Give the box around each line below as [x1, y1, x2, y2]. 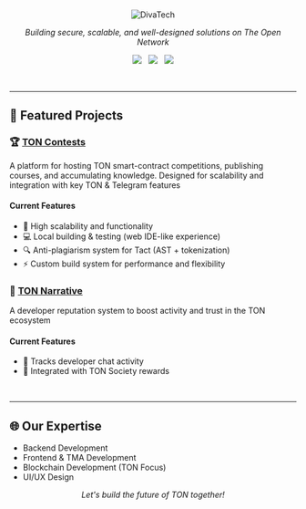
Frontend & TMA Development [22, 452, 137, 463]
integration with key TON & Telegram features [9, 179, 180, 191]
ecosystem [9, 315, 52, 326]
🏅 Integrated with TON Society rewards [22, 366, 170, 377]
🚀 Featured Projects [9, 108, 124, 123]
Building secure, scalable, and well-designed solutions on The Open [25, 27, 281, 37]
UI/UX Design [22, 472, 75, 483]
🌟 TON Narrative [9, 284, 84, 296]
